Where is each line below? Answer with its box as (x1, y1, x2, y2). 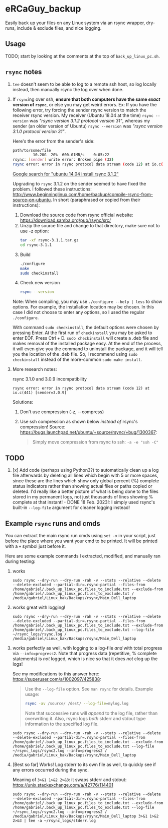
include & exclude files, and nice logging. (17, 25, 102, 31)
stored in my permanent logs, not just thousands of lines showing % (12, 494, 153, 500)
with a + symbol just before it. (5, 543, 66, 549)
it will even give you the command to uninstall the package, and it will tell (12, 346, 163, 352)
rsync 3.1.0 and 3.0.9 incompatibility (12, 376, 87, 382)
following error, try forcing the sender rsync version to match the (12, 107, 146, 113)
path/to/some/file (12, 148, 51, 153)
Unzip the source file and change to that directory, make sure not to (20, 223, 160, 229)
